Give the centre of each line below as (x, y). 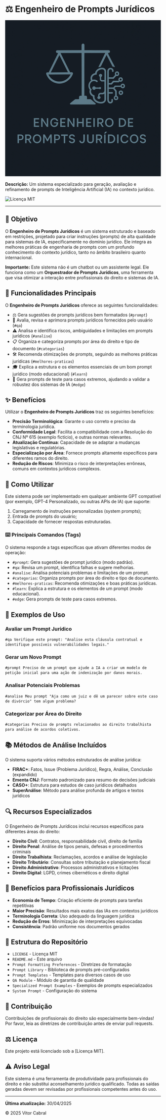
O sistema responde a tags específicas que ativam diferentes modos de (78, 547)
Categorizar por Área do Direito (43, 713)
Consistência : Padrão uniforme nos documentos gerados (71, 926)
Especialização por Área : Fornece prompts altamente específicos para (85, 453)
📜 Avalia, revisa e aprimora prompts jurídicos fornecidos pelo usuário (83, 320)
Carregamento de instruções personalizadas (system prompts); (77, 511)
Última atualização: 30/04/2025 (38, 1103)
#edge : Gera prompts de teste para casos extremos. (64, 599)
